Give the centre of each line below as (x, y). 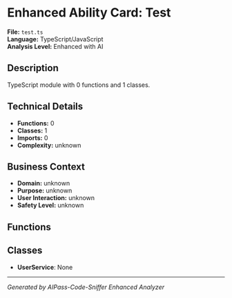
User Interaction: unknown (56, 198)
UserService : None (45, 267)
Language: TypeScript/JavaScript (55, 39)
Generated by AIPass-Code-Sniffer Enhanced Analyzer (86, 287)
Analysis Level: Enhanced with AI (55, 46)
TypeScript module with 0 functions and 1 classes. (79, 85)
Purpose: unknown (45, 190)
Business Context (46, 167)
